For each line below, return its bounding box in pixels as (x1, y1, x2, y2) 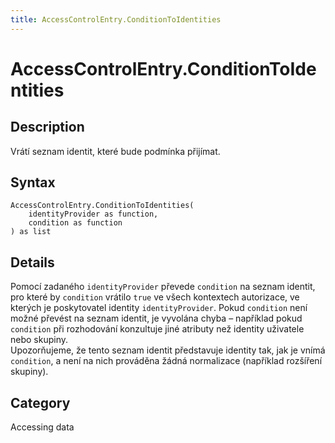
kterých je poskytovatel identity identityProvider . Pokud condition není (10, 302, 308, 314)
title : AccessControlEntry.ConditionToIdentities (10, 14, 222, 25)
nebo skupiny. (10, 334, 69, 346)
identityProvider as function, (28, 209, 159, 220)
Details (10, 254, 55, 271)
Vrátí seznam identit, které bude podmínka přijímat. (10, 145, 221, 157)
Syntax (10, 174, 56, 191)
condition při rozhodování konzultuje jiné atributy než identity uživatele (10, 323, 305, 335)
